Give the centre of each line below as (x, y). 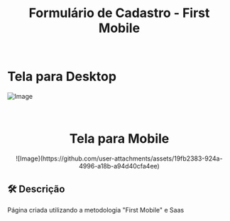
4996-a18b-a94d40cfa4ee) (119, 166)
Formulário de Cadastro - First (119, 13)
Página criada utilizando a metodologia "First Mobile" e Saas (96, 210)
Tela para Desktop (62, 77)
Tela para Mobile (119, 139)
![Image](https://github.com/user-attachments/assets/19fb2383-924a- (119, 158)
